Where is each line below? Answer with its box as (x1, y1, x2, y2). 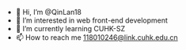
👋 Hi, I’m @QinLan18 (15, 8, 82, 16)
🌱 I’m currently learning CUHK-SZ (15, 24, 125, 33)
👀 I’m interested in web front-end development (15, 16, 169, 25)
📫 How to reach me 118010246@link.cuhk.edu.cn (15, 33, 178, 42)
